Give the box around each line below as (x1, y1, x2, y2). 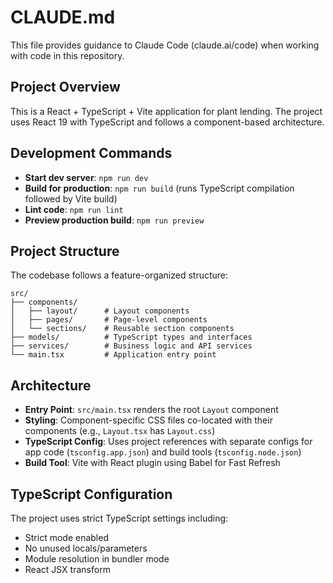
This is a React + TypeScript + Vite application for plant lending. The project (10, 105, 323, 117)
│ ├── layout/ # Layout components (10, 306, 190, 316)
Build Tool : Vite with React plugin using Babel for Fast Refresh (24, 457, 281, 469)
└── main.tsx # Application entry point (10, 350, 217, 360)
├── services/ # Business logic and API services (10, 341, 253, 351)
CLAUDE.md (10, 6, 116, 29)
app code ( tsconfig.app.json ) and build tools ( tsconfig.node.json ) (24, 446, 302, 458)
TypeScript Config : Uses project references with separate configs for (24, 436, 313, 448)
